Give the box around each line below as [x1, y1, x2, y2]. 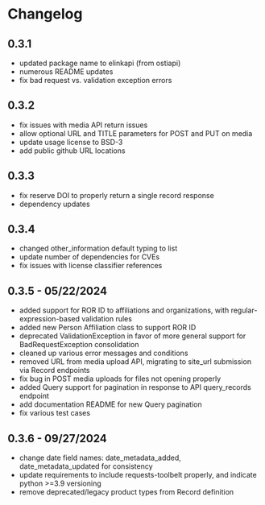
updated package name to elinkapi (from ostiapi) [19, 58, 181, 68]
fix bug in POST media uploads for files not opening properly [19, 374, 222, 383]
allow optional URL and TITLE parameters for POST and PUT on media [19, 128, 253, 138]
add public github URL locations [19, 146, 126, 155]
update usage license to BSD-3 [19, 137, 123, 147]
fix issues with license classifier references [19, 261, 163, 271]
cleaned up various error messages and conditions [19, 348, 188, 358]
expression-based [19, 314, 81, 324]
